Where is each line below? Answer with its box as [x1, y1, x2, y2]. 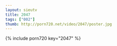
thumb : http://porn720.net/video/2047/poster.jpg [5, 21, 112, 27]
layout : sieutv [5, 7, 37, 13]
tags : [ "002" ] [5, 17, 35, 22]
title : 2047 [5, 12, 30, 17]
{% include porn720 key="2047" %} [5, 35, 81, 41]
